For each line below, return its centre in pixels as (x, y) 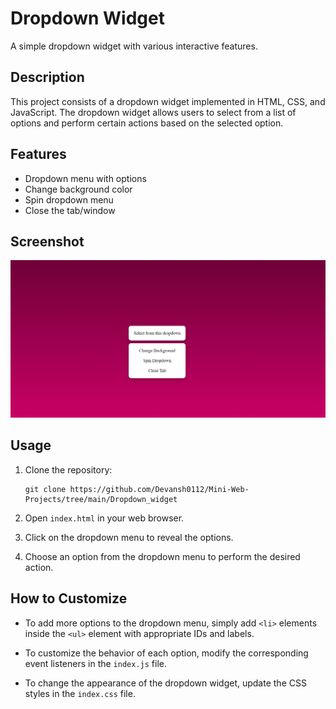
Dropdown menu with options (85, 178)
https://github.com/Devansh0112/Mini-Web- (159, 489)
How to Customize (69, 598)
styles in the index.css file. (80, 693)
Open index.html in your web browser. (104, 518)
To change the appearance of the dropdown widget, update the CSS (165, 683)
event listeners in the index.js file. (95, 663)
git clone (45, 489)
